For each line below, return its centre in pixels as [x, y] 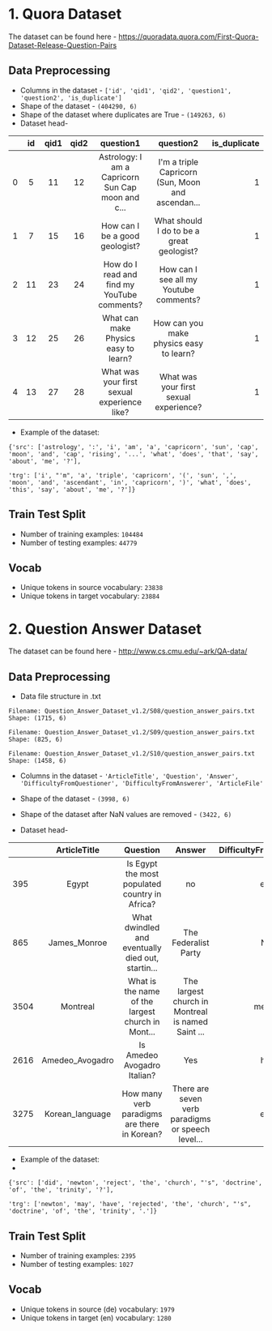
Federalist [191, 943]
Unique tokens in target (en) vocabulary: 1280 [96, 1317]
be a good [120, 236]
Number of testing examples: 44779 [79, 542]
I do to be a [178, 230]
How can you [178, 323]
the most [142, 874]
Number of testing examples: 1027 [76, 1264]
